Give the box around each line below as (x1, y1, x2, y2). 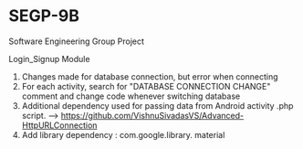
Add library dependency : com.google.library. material (21, 129, 225, 140)
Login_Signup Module (8, 53, 90, 64)
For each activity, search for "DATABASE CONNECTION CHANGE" (21, 80, 271, 91)
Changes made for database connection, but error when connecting (21, 70, 279, 82)
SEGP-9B (8, 5, 79, 27)
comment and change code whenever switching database (21, 90, 241, 101)
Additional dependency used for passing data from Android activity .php (21, 100, 294, 111)
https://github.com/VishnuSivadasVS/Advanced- (60, 110, 245, 121)
